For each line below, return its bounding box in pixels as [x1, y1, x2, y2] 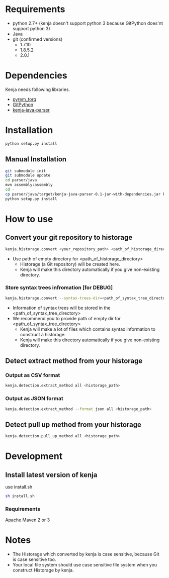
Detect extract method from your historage [5, 357, 143, 365]
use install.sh [5, 484, 33, 490]
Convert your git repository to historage [5, 233, 133, 242]
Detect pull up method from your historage [5, 420, 142, 429]
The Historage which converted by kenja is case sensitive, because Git [12, 551, 159, 557]
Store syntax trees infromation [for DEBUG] [5, 284, 113, 291]
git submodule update [5, 173, 51, 178]
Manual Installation [5, 155, 67, 164]
